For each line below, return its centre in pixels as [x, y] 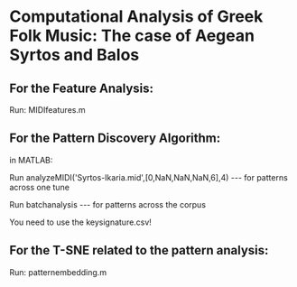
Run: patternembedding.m [58, 272]
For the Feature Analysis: [82, 88]
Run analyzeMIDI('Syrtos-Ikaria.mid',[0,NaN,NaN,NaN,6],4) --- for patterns [149, 177]
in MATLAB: [31, 160]
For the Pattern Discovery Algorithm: [115, 139]
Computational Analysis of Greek [136, 17]
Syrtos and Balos [74, 55]
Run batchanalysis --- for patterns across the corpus [107, 204]
